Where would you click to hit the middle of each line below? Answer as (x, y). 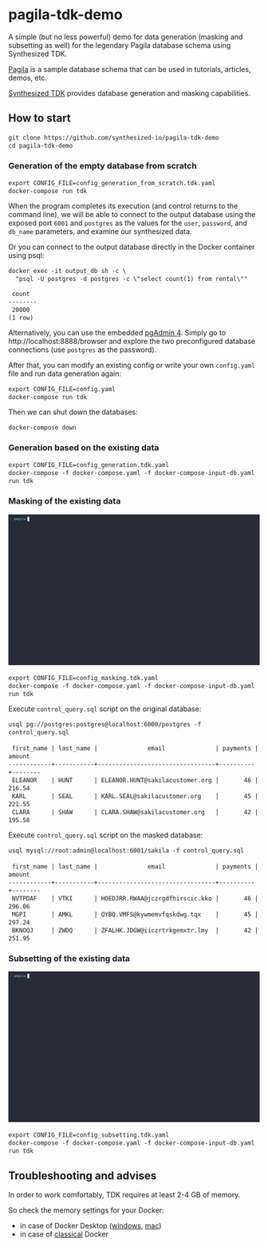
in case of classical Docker (64, 1234)
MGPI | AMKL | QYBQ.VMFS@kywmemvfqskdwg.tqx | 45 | (135, 914)
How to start (39, 119)
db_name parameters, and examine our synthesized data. (100, 231)
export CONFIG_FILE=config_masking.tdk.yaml (83, 678)
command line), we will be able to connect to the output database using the (132, 215)
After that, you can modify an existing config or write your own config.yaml (132, 366)
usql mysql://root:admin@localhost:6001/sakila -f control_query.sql (126, 850)
